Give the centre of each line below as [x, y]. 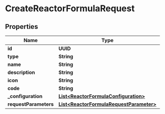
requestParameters [31, 104]
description [21, 72]
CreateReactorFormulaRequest [70, 9]
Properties [22, 27]
